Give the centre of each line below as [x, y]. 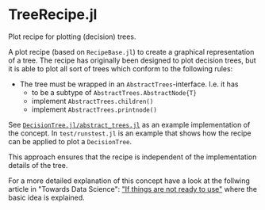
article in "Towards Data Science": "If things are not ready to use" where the [133, 189]
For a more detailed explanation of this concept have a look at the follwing [129, 181]
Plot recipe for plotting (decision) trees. [72, 36]
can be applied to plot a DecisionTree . [70, 141]
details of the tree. [38, 165]
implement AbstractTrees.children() [92, 101]
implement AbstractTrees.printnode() [94, 109]
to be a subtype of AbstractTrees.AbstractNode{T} [114, 92]
